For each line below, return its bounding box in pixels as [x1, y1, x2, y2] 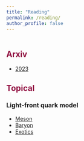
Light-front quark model [6, 101, 79, 110]
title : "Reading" [6, 9, 50, 15]
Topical [6, 83, 35, 93]
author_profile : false [6, 20, 63, 26]
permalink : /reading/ [6, 15, 61, 21]
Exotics [15, 128, 34, 135]
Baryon [15, 121, 33, 129]
